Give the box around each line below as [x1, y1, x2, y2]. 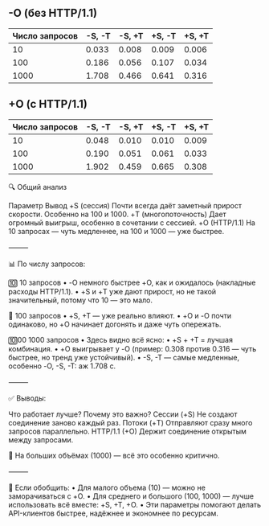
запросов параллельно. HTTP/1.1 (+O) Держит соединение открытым [8, 426, 247, 436]
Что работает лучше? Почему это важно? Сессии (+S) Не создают [8, 409, 238, 419]
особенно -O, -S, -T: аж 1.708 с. [8, 361, 116, 371]
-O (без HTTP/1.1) [8, 6, 98, 20]
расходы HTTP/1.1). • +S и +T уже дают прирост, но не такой [8, 286, 217, 296]
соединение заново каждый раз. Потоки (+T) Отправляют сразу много [8, 417, 253, 427]
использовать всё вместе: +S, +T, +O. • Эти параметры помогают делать [8, 499, 262, 509]
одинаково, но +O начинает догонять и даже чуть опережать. [8, 319, 222, 329]
